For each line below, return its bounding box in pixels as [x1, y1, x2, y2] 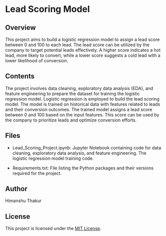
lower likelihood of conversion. [5, 58, 68, 63]
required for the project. [12, 170, 62, 176]
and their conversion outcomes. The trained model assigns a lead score [5, 106, 153, 113]
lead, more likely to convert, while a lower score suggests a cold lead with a [5, 52, 161, 58]
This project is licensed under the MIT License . [5, 226, 102, 232]
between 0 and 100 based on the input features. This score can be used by [5, 112, 160, 118]
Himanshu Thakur [5, 198, 42, 204]
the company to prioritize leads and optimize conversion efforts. [5, 117, 137, 123]
